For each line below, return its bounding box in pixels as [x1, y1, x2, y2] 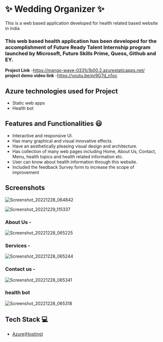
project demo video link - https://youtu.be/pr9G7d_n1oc [5, 73, 118, 78]
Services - [5, 242, 30, 249]
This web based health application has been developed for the [5, 38, 157, 44]
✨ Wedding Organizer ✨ [5, 3, 105, 15]
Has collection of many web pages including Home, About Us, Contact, [12, 148, 156, 154]
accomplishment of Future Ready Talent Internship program [5, 43, 151, 50]
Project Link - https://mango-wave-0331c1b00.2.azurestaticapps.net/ [5, 68, 145, 74]
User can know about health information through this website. [12, 159, 137, 165]
